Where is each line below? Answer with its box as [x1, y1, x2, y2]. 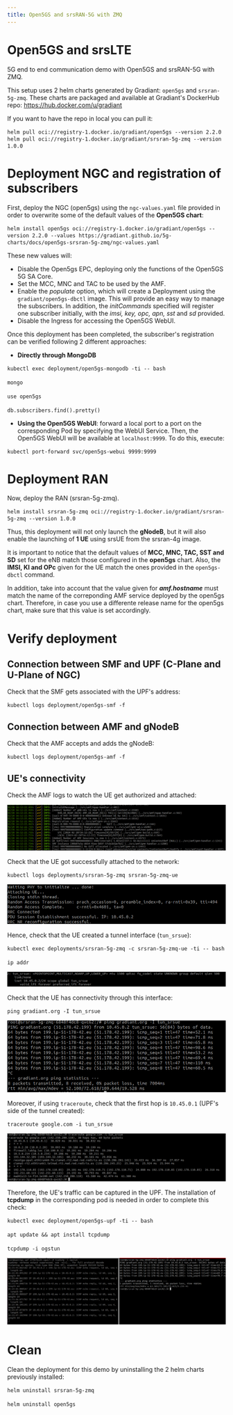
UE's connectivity [7, 772, 86, 784]
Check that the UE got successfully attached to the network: [7, 857, 180, 865]
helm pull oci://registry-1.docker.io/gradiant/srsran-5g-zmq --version [7, 136, 222, 143]
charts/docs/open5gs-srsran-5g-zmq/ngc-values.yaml [7, 239, 159, 246]
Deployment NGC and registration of [7, 166, 222, 181]
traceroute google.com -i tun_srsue [7, 1121, 113, 1128]
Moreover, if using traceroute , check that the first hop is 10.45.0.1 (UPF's [7, 1099, 219, 1108]
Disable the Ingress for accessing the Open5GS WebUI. [17, 317, 175, 325]
